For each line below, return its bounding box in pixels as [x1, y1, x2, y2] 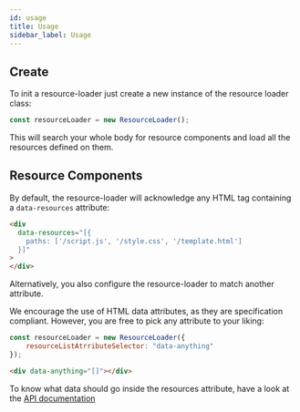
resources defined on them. [9, 142, 114, 153]
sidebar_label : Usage [9, 30, 92, 39]
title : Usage [9, 22, 59, 31]
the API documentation [9, 393, 96, 404]
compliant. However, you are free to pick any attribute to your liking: [9, 315, 264, 326]
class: [9, 98, 32, 109]
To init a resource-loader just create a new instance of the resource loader [9, 88, 289, 99]
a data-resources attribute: [9, 201, 110, 212]
